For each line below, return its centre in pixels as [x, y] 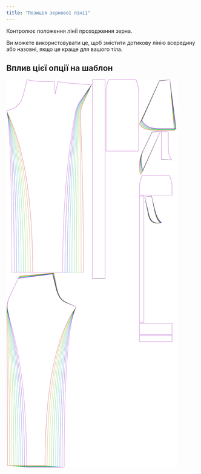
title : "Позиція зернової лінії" [48, 13]
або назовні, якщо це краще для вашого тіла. [64, 49]
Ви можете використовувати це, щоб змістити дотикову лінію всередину [101, 42]
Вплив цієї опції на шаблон [60, 68]
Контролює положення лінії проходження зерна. [69, 31]
